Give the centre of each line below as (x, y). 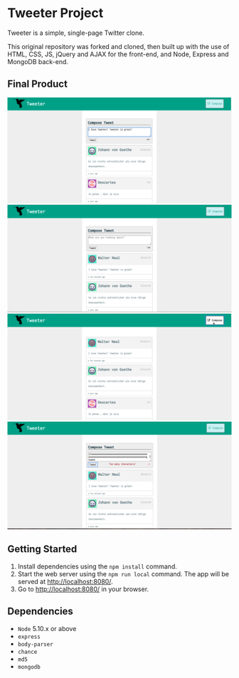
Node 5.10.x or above (47, 628)
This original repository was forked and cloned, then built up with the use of (118, 46)
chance (27, 652)
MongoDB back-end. (38, 61)
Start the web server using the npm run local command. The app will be (123, 573)
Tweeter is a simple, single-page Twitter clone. (76, 33)
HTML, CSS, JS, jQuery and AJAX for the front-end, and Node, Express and (118, 54)
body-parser (35, 644)
